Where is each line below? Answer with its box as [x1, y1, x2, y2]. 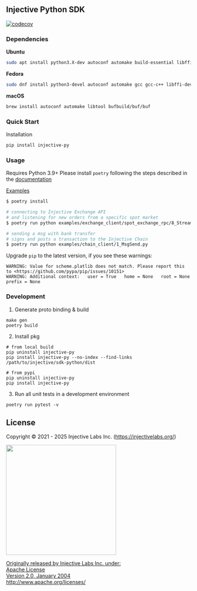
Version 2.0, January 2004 [6, 572, 71, 579]
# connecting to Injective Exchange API [6, 209, 107, 215]
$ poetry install [6, 199, 49, 204]
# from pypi [6, 370, 35, 375]
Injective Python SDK [6, 5, 85, 15]
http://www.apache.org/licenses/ [6, 579, 86, 586]
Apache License [6, 566, 45, 573]
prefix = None [6, 279, 41, 285]
